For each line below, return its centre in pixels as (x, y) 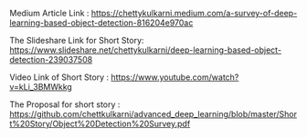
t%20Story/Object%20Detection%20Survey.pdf (100, 123)
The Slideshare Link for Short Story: (77, 40)
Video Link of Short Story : (59, 77)
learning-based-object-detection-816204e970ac (101, 23)
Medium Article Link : (49, 13)
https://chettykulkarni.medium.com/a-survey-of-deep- (194, 13)
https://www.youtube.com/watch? (175, 77)
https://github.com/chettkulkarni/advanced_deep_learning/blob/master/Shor (153, 114)
